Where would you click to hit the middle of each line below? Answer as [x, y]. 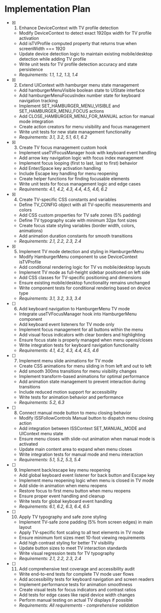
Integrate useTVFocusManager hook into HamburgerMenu [78, 314]
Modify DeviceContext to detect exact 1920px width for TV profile [85, 33]
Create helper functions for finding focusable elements [74, 178]
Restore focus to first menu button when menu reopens [75, 491]
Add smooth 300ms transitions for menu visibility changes [78, 371]
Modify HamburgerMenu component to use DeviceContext [78, 257]
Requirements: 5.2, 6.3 [42, 402]
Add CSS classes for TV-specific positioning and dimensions [80, 277]
